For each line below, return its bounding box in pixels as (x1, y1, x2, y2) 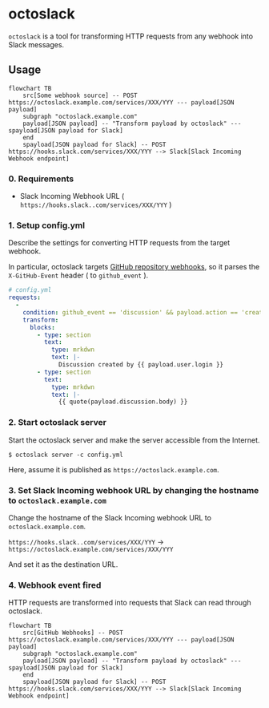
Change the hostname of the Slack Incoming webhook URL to (8, 512, 212, 522)
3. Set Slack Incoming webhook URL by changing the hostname (8, 484, 259, 496)
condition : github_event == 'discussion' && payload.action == (22, 308, 239, 317)
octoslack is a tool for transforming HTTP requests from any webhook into (8, 31, 254, 41)
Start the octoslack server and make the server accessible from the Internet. (8, 435, 260, 445)
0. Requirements (8, 173, 74, 184)
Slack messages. (8, 39, 65, 49)
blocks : (29, 323, 56, 331)
